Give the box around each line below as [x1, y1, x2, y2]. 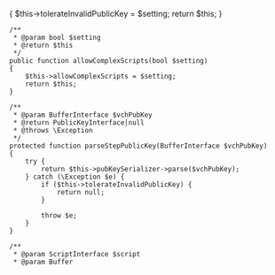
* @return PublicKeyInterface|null [12, 118, 145, 127]
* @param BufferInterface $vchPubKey [12, 111, 153, 119]
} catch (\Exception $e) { [25, 172, 125, 181]
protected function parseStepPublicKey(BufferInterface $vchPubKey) [9, 141, 268, 150]
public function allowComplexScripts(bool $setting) [9, 57, 208, 65]
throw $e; [41, 211, 77, 220]
